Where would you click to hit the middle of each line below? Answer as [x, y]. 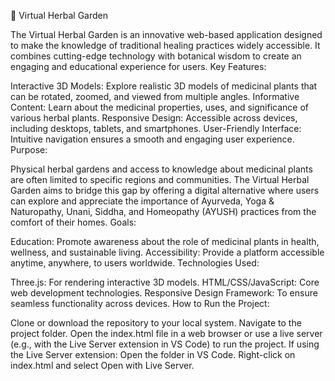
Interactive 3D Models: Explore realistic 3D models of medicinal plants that [164, 86]
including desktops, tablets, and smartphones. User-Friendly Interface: [156, 128]
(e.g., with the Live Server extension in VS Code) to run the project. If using [165, 344]
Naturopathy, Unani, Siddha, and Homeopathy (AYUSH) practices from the [163, 211]
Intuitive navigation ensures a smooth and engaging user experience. [152, 139]
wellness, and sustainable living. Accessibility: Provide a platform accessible [167, 252]
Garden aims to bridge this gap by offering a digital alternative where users [165, 190]
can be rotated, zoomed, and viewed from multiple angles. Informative [155, 96]
